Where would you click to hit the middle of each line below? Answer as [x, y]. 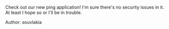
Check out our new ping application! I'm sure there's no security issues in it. [85, 7]
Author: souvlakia [24, 22]
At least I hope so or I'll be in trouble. [44, 12]
